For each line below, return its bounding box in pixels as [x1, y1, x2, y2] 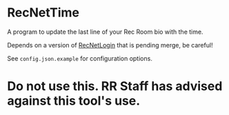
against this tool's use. [7, 93, 141, 109]
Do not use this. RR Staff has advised [7, 79, 223, 94]
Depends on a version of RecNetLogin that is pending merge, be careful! [7, 41, 213, 49]
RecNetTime [7, 5, 80, 21]
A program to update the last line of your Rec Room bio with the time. [7, 28, 203, 36]
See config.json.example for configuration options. [7, 54, 153, 63]
